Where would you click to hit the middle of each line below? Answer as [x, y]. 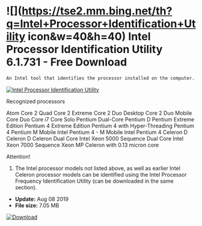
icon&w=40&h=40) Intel [90, 37]
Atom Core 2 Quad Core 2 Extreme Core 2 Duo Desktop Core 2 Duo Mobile [99, 113]
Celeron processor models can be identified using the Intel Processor [101, 174]
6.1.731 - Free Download [67, 62]
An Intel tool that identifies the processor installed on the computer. [101, 78]
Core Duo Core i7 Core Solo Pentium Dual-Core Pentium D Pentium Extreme [100, 119]
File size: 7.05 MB [37, 205]
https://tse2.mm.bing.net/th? [97, 11]
